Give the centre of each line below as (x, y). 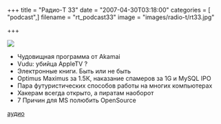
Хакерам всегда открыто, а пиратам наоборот (85, 93)
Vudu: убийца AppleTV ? (52, 64)
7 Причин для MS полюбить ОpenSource (76, 100)
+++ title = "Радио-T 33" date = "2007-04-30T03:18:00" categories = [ (109, 10)
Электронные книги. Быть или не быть (74, 71)
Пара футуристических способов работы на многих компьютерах (115, 86)
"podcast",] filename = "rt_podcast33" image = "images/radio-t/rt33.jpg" (111, 17)
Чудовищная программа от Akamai (69, 57)
